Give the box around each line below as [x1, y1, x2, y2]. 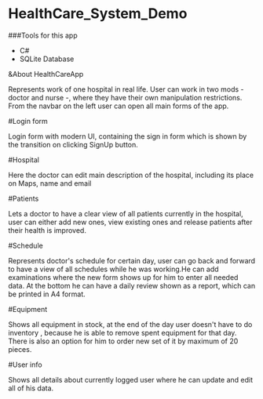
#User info [8, 360, 42, 369]
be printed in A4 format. [8, 289, 86, 299]
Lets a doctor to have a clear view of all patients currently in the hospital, [8, 209, 243, 218]
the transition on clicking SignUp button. [8, 140, 139, 149]
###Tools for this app [8, 31, 79, 40]
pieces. [8, 344, 32, 354]
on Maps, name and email [8, 178, 92, 188]
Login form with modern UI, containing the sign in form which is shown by [8, 131, 247, 141]
